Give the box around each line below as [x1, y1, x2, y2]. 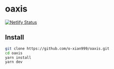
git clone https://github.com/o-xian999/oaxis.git [5, 46, 110, 51]
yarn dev [5, 59, 23, 65]
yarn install [5, 55, 32, 60]
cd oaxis [5, 51, 23, 55]
